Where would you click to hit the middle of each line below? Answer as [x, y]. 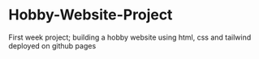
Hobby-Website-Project [91, 15]
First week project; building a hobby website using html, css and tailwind [130, 37]
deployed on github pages [52, 45]
